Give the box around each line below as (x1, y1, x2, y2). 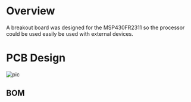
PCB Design (6, 51, 66, 65)
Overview (6, 4, 55, 18)
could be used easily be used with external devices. (6, 30, 134, 37)
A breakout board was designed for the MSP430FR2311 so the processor (6, 24, 185, 31)
